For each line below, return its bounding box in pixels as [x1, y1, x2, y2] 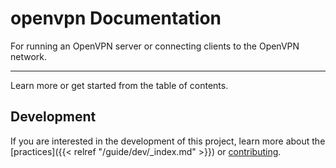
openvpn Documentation [10, 7, 222, 30]
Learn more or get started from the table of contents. [10, 79, 229, 91]
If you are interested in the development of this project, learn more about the [10, 135, 326, 147]
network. [10, 50, 48, 62]
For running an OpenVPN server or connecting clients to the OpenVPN [10, 40, 300, 52]
